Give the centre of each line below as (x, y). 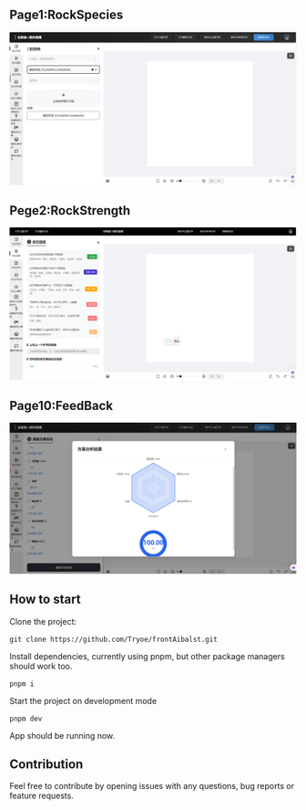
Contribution (46, 764)
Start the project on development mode (83, 700)
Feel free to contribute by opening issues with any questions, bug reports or (152, 786)
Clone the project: (43, 621)
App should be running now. (62, 735)
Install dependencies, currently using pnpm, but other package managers (147, 656)
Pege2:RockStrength (70, 210)
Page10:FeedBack (61, 406)
